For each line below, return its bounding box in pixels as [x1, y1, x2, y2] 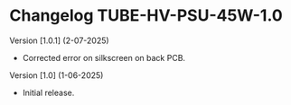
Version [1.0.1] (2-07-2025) [9, 35, 110, 46]
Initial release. [22, 87, 75, 98]
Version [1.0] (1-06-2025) [9, 69, 104, 81]
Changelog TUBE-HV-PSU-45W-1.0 [9, 5, 283, 26]
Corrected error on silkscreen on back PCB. [22, 52, 186, 63]
